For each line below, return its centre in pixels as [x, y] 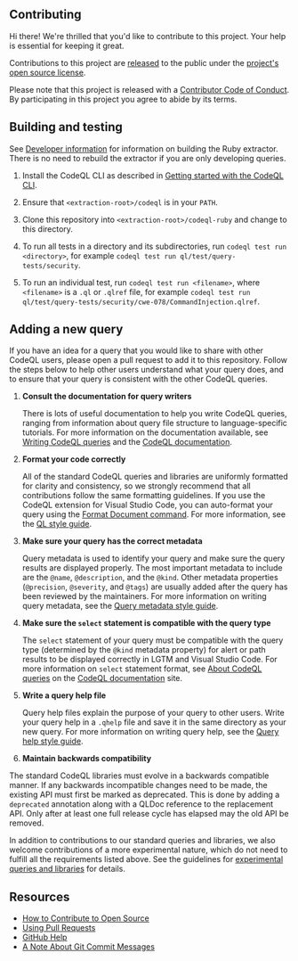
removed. [27, 823]
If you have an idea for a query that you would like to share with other [137, 350]
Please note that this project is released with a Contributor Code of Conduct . [149, 89]
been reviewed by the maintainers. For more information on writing [144, 596]
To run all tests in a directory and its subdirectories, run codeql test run [154, 246]
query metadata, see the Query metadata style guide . [120, 606]
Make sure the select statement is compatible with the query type [146, 623]
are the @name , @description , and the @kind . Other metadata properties [150, 578]
